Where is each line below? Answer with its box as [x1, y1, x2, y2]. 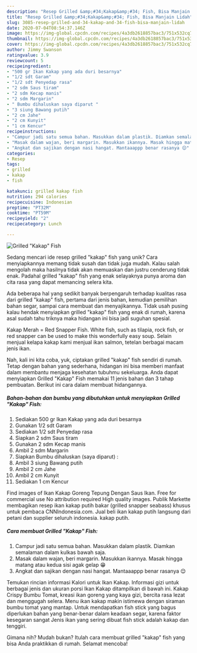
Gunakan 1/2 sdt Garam [15, 422, 72, 429]
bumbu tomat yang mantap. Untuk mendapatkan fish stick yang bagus [6, 604, 176, 611]
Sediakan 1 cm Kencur [15, 478, 69, 485]
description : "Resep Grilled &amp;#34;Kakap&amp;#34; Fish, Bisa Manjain [6, 8, 191, 15]
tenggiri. [6, 622, 27, 630]
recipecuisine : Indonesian [6, 199, 72, 205]
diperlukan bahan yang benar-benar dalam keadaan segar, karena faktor [6, 610, 181, 617]
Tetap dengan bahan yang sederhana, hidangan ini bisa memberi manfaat [6, 362, 185, 370]
